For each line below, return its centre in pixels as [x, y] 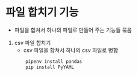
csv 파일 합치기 [33, 42]
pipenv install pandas [54, 61]
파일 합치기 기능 [42, 12]
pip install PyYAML [50, 67]
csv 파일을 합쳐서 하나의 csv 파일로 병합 [71, 50]
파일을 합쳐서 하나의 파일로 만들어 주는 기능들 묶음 [73, 30]
